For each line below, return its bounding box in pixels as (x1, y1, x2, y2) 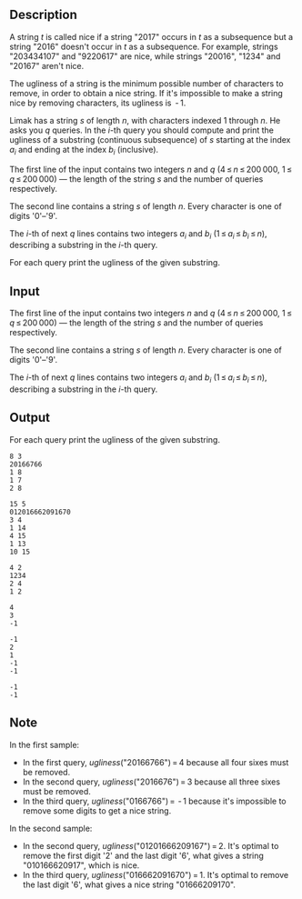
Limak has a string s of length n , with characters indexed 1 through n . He (9, 115, 281, 125)
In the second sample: (9, 823, 93, 834)
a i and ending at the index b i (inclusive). (9, 144, 159, 157)
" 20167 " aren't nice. (9, 60, 85, 71)
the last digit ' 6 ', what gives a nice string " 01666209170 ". (22, 879, 237, 890)
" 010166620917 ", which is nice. (22, 859, 140, 871)
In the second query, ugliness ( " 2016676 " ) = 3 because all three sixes (22, 776, 280, 787)
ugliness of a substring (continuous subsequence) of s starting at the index (9, 134, 291, 145)
